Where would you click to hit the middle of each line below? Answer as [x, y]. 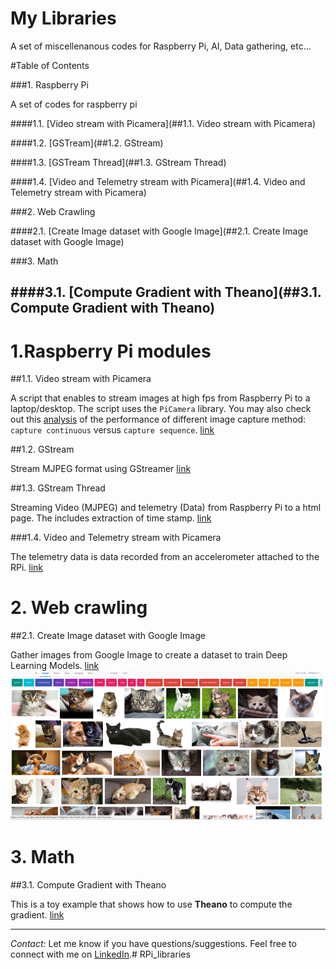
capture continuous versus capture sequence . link [112, 430]
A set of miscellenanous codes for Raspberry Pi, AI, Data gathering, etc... [161, 46]
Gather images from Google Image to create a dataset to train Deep [149, 655]
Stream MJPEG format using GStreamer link [101, 469]
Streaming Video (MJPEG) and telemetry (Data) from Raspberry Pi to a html [166, 508]
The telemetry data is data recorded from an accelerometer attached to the [165, 557]
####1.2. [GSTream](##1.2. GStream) [87, 143]
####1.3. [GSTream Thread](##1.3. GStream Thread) [118, 162]
